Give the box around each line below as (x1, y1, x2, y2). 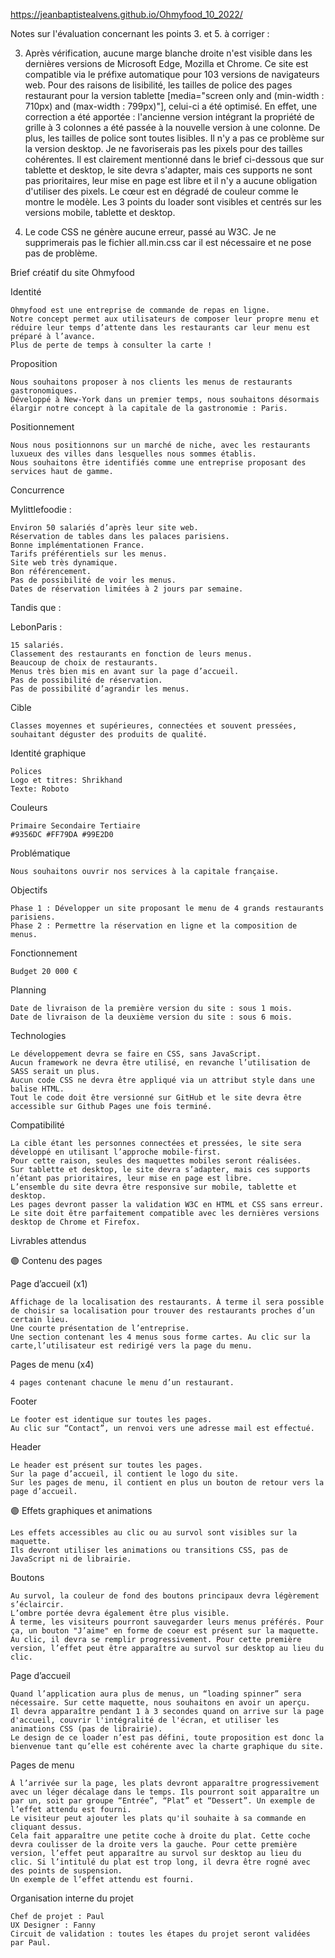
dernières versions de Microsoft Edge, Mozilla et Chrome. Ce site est (24, 58, 309, 69)
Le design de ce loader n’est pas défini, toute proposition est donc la (10, 1733, 325, 1743)
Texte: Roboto (10, 784, 70, 794)
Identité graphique (10, 747, 87, 759)
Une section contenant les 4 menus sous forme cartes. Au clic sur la (10, 1332, 311, 1342)
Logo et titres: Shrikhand (10, 775, 123, 785)
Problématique (10, 847, 71, 859)
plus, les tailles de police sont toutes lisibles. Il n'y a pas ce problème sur (24, 132, 325, 144)
